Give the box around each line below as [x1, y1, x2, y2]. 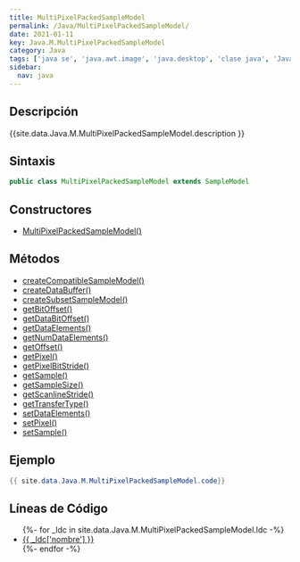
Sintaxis [9, 153, 56, 169]
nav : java [17, 71, 54, 80]
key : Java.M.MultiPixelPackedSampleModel [9, 37, 166, 47]
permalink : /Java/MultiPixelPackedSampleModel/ [9, 21, 190, 30]
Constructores [9, 202, 92, 217]
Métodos [9, 252, 61, 267]
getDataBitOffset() [21, 313, 90, 324]
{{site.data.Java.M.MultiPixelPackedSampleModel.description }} [9, 128, 246, 138]
